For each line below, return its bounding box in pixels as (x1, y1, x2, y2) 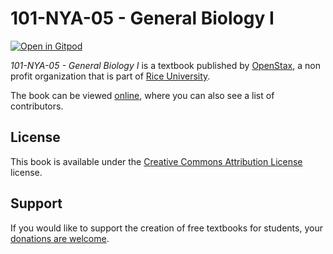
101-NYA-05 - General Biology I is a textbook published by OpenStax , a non (10, 59, 321, 71)
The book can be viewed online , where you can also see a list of (10, 89, 275, 101)
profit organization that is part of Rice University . (10, 70, 211, 82)
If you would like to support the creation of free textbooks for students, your (10, 222, 323, 234)
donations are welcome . (10, 232, 110, 244)
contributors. (10, 100, 64, 112)
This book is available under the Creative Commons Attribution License (10, 155, 303, 167)
